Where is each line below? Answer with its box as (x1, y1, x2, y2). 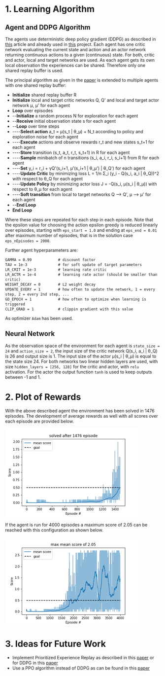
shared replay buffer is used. (5, 68, 64, 73)
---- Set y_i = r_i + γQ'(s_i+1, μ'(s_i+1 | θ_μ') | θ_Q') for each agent (12, 165, 145, 171)
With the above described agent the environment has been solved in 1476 (5, 408, 155, 414)
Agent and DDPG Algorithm (5, 23, 91, 32)
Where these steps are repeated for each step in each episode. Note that (5, 217, 154, 222)
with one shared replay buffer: (5, 82, 66, 88)
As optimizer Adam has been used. (5, 316, 73, 321)
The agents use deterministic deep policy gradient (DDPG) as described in (5, 36, 156, 42)
